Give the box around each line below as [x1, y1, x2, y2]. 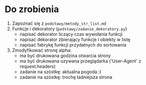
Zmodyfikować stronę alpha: [12, 47, 72, 53]
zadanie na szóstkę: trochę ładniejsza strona [19, 74, 113, 80]
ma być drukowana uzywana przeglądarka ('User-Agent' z [19, 58, 141, 64]
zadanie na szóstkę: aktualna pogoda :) [19, 68, 102, 74]
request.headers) [19, 63, 56, 69]
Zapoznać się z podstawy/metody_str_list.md [12, 20, 107, 26]
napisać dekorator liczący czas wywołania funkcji [19, 31, 123, 37]
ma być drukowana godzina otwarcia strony [19, 52, 111, 59]
